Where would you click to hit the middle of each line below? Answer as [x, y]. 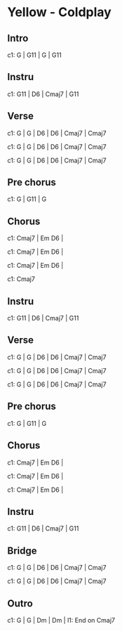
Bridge [22, 551]
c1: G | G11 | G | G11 [34, 55]
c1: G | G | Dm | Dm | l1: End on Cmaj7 [61, 620]
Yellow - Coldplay [60, 12]
